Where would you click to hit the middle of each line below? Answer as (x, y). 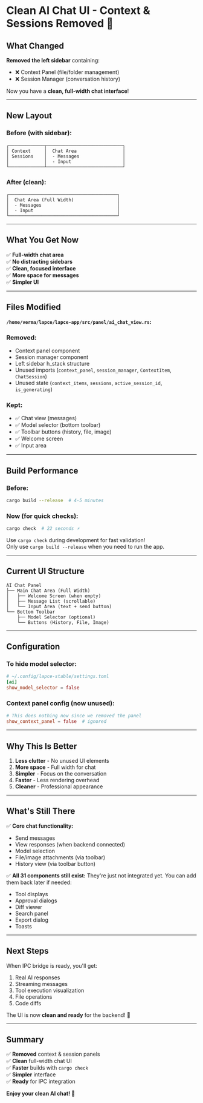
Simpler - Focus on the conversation (61, 773)
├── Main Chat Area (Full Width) (48, 591)
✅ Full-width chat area (35, 255)
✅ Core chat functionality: (40, 826)
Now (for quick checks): (42, 516)
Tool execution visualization (50, 990)
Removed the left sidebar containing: (53, 60)
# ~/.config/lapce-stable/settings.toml (58, 677)
